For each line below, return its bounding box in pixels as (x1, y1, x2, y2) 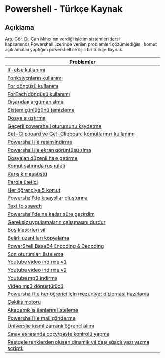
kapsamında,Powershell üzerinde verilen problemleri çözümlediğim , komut (5, 41, 157, 47)
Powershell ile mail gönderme (7, 315, 76, 321)
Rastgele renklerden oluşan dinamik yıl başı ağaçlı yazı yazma (7, 339, 150, 345)
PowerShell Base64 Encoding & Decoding (7, 243, 104, 249)
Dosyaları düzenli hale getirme (7, 155, 78, 161)
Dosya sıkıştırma (7, 115, 46, 121)
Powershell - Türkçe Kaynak (5, 3, 123, 15)
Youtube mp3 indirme (7, 275, 57, 281)
